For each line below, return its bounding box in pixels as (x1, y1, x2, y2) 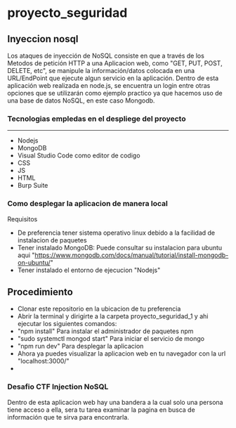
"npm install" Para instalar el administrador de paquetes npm (17, 327, 194, 335)
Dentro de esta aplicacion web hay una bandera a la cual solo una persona (7, 398, 223, 406)
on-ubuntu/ (17, 258, 51, 266)
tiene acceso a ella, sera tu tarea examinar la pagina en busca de (7, 406, 195, 414)
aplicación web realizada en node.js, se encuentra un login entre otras (7, 82, 211, 89)
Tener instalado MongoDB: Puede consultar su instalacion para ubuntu (17, 243, 223, 252)
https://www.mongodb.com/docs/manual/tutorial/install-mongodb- (34, 251, 229, 259)
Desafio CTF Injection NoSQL (7, 382, 109, 391)
